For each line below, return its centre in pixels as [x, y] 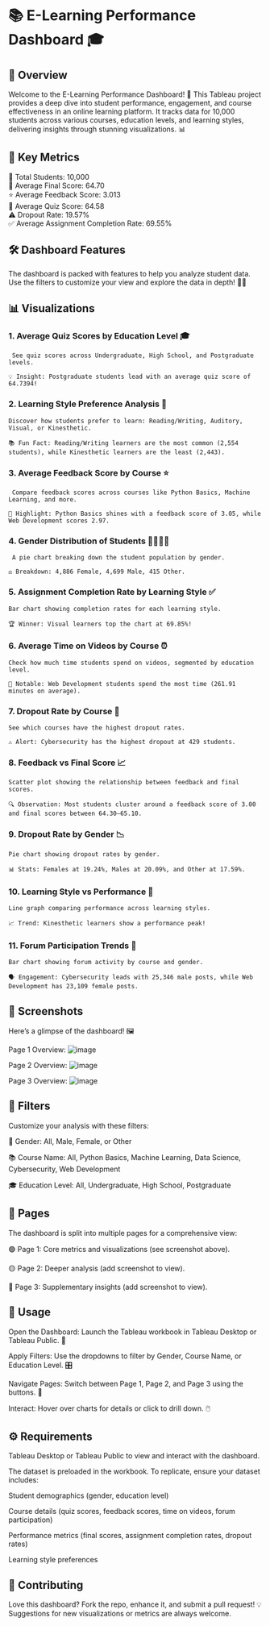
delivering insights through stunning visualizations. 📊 [97, 129]
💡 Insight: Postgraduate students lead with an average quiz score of [130, 377]
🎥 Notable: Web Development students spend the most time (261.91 [122, 684]
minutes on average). [45, 691]
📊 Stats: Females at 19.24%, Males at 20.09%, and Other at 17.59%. [127, 869]
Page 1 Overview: [37, 1050]
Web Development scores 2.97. [59, 521]
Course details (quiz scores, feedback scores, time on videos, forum [122, 1512]
